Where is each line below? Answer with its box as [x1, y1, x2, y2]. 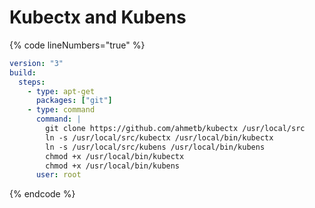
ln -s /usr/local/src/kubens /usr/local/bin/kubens [45, 142, 266, 152]
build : [9, 67, 37, 78]
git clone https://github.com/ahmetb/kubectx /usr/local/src [45, 124, 306, 134]
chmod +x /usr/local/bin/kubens [45, 161, 181, 171]
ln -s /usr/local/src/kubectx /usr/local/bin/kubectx [45, 132, 274, 143]
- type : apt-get [27, 86, 96, 96]
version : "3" [9, 58, 64, 68]
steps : [18, 77, 46, 87]
